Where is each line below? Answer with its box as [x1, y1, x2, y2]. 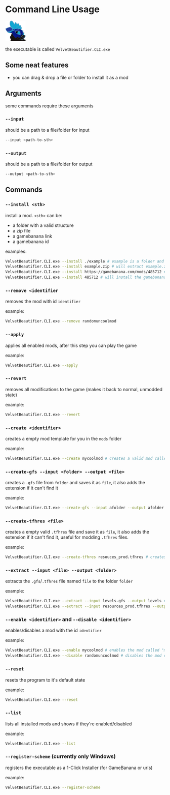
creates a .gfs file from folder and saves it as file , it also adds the [5, 480, 146, 486]
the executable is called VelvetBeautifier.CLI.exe [5, 46, 110, 52]
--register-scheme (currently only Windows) [5, 753, 116, 760]
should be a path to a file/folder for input [5, 127, 90, 133]
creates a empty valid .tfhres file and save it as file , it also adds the [5, 529, 150, 535]
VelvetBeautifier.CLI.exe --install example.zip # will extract [5, 264, 144, 269]
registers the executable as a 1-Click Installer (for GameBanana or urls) [5, 764, 153, 771]
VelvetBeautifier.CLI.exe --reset [5, 697, 78, 702]
